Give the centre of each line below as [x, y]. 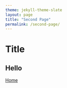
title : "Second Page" [28, 19]
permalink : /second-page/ [32, 24]
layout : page [19, 15]
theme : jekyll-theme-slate [34, 10]
